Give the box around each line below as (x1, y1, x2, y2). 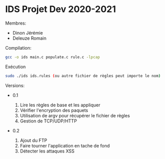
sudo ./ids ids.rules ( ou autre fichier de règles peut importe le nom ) (5, 73, 161, 78)
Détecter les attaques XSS (20, 148, 74, 154)
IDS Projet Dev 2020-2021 (5, 4, 116, 15)
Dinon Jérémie (12, 30, 43, 36)
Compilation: (5, 45, 32, 51)
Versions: (5, 82, 25, 88)
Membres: (5, 20, 27, 26)
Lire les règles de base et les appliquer (20, 102, 101, 108)
